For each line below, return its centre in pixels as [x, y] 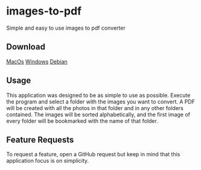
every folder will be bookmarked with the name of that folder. [82, 121]
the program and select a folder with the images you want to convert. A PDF [101, 102]
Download [26, 47]
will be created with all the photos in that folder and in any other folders [95, 108]
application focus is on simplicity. [48, 161]
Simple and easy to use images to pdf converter [66, 28]
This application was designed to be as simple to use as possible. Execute [98, 95]
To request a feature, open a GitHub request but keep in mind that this [93, 154]
